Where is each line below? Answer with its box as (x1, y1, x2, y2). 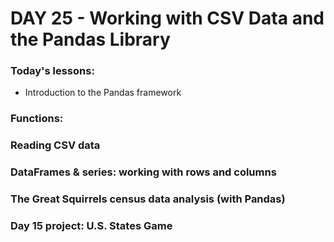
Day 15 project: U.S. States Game (10, 219, 173, 233)
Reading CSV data (10, 138, 101, 152)
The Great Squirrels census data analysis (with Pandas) (10, 192, 286, 206)
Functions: (10, 112, 64, 126)
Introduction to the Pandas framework (24, 87, 182, 99)
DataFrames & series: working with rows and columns (10, 165, 277, 179)
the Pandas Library (10, 28, 171, 51)
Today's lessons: (10, 64, 95, 78)
